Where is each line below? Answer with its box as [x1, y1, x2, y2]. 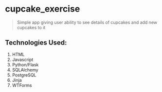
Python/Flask [12, 61, 39, 67]
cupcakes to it [17, 24, 46, 30]
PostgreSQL [12, 72, 36, 78]
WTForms [12, 82, 32, 88]
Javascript [12, 57, 34, 62]
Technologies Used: [5, 39, 67, 47]
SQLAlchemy [12, 67, 38, 73]
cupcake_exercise [5, 3, 80, 15]
